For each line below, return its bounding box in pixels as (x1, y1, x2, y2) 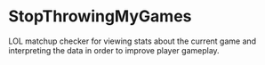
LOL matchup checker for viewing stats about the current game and (8, 36, 257, 46)
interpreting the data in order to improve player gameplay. (8, 45, 220, 55)
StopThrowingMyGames (8, 6, 192, 27)
